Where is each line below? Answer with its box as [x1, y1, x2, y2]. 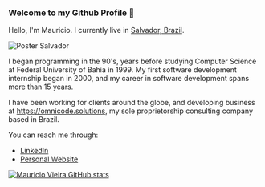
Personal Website [19, 154, 79, 164]
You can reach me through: [8, 130, 99, 140]
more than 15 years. [8, 82, 74, 91]
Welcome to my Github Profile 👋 [8, 7, 135, 18]
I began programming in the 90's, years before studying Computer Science [8, 56, 257, 67]
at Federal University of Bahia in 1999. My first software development [8, 65, 237, 75]
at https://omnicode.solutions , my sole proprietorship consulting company [8, 106, 254, 116]
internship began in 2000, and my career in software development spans [8, 74, 250, 83]
